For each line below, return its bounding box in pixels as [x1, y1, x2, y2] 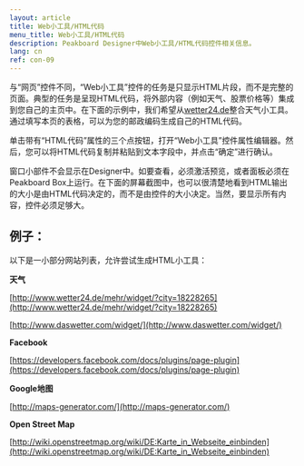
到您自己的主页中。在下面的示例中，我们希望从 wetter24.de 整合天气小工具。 [9, 104, 293, 114]
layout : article [9, 13, 71, 23]
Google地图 [9, 382, 54, 393]
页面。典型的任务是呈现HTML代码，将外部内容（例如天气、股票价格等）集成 [9, 93, 295, 104]
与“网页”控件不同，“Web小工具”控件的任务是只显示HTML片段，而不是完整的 [9, 82, 294, 92]
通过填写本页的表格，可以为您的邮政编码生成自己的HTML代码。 [9, 115, 248, 126]
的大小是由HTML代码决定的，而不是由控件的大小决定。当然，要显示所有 [9, 188, 279, 199]
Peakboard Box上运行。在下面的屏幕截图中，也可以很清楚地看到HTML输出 [9, 177, 289, 187]
